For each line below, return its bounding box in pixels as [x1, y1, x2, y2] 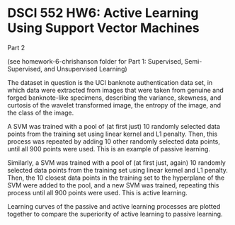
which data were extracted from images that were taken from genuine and [7, 86, 224, 94]
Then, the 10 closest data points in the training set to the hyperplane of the [7, 173, 225, 182]
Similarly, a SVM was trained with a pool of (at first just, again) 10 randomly [7, 158, 227, 167]
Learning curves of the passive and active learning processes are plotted [7, 202, 221, 210]
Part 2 [7, 43, 25, 52]
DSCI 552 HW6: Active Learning [7, 5, 199, 21]
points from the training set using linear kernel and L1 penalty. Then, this [7, 129, 218, 138]
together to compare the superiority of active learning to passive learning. [7, 209, 223, 218]
